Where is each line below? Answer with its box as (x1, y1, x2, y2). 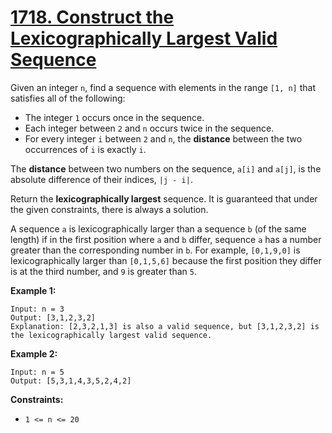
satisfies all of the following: (10, 92, 126, 104)
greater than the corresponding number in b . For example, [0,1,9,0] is (10, 244, 301, 256)
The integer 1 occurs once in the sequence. (24, 111, 205, 123)
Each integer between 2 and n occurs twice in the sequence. (24, 122, 275, 134)
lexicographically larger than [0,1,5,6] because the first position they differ (10, 254, 322, 266)
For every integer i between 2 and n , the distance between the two (24, 132, 303, 145)
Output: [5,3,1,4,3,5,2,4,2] (10, 376, 132, 386)
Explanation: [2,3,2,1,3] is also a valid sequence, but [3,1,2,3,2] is (10, 321, 320, 331)
